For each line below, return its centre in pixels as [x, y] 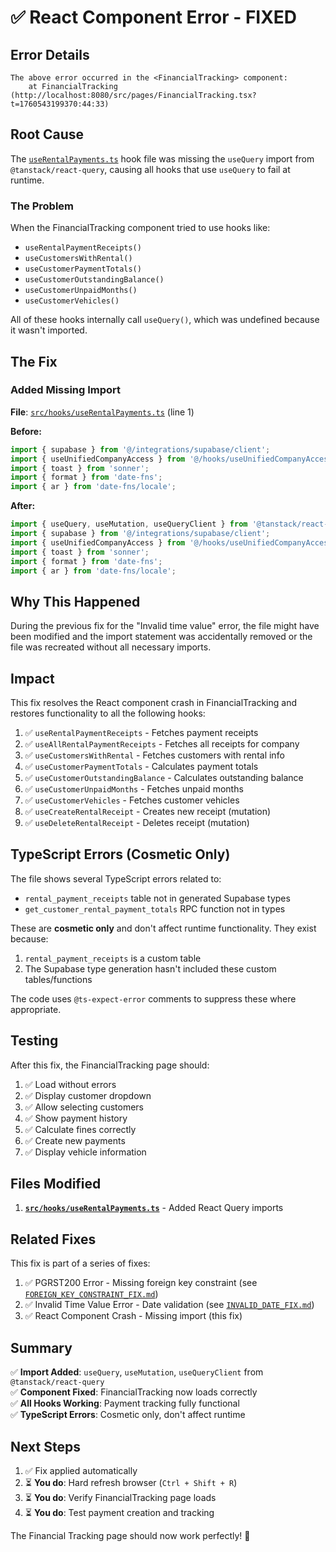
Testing [34, 1041]
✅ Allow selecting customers [84, 1107]
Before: [26, 431]
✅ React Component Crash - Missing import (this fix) [133, 1316]
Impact [32, 678]
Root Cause [47, 134]
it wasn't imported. [49, 330]
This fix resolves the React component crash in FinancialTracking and [153, 703]
